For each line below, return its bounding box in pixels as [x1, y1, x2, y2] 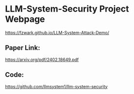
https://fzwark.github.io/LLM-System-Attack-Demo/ [5, 30, 110, 35]
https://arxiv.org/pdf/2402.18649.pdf [5, 57, 79, 63]
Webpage [5, 14, 45, 25]
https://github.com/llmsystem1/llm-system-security [5, 83, 108, 89]
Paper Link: [5, 44, 40, 52]
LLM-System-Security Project [5, 3, 129, 15]
